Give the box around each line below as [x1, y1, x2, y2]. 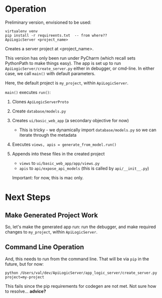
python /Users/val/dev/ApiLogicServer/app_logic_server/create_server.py [5, 270, 158, 275]
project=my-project [5, 275, 45, 280]
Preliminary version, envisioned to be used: [5, 19, 91, 25]
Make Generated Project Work [5, 211, 98, 219]
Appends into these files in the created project [12, 151, 105, 157]
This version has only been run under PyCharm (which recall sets [5, 55, 136, 61]
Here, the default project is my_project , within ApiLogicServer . [5, 80, 129, 86]
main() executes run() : [5, 89, 51, 95]
